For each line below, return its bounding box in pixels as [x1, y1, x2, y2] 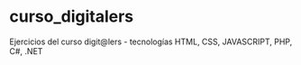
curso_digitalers [9, 6, 134, 27]
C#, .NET [9, 45, 43, 56]
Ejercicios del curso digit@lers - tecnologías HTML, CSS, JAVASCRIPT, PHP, [9, 36, 293, 47]
